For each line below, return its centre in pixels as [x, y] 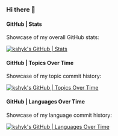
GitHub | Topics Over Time [40, 63]
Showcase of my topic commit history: [54, 76]
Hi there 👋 [21, 10]
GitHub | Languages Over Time [46, 101]
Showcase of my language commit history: [59, 115]
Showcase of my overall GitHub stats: [53, 37]
